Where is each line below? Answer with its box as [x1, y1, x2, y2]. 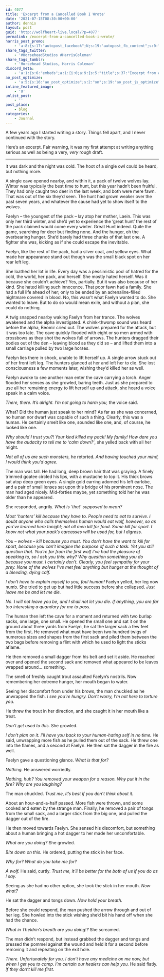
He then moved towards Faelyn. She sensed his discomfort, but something [5, 825, 155, 831]
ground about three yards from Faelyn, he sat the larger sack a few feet [5, 623, 149, 629]
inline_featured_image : [5, 84, 54, 89]
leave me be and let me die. [5, 589, 61, 595]
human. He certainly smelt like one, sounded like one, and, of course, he [5, 419, 151, 425]
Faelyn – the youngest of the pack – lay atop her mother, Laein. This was [5, 213, 151, 219]
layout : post [5, 25, 32, 30]
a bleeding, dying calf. [5, 569, 51, 575]
